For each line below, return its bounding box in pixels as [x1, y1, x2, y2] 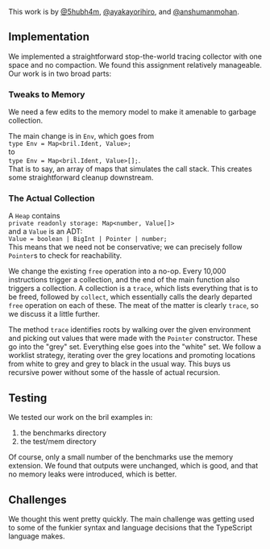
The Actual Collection [8, 193, 95, 204]
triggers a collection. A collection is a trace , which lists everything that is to [8, 284, 259, 293]
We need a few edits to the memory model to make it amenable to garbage [8, 107, 256, 117]
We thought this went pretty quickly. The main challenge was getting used [8, 514, 255, 524]
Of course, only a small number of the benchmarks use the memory [8, 452, 234, 462]
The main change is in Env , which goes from [8, 131, 155, 141]
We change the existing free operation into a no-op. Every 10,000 [8, 266, 226, 277]
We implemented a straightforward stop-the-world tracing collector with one [8, 52, 263, 61]
